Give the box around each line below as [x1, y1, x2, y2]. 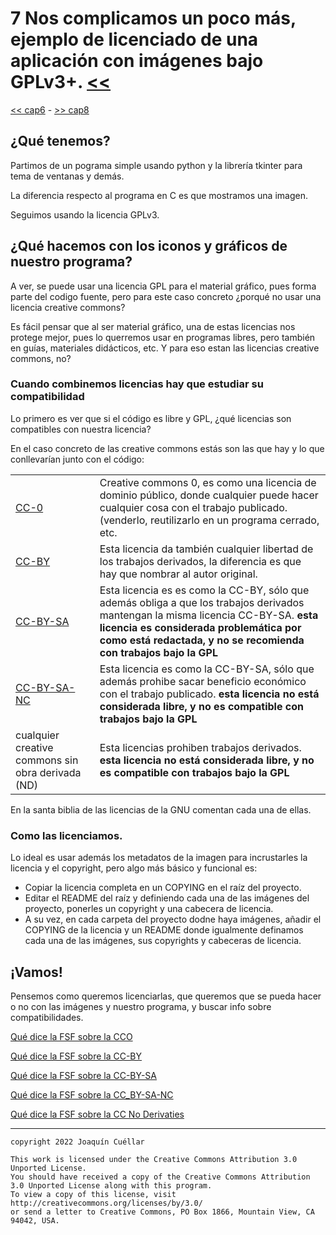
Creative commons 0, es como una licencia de [99, 475, 317, 489]
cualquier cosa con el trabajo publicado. [99, 500, 288, 514]
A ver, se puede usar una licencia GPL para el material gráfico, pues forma [10, 280, 317, 292]
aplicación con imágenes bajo [10, 50, 264, 72]
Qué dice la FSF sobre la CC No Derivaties [10, 1108, 185, 1120]
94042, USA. [10, 1215, 60, 1226]
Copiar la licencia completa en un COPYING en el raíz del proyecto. [24, 882, 302, 894]
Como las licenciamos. [10, 828, 123, 842]
